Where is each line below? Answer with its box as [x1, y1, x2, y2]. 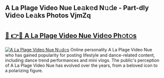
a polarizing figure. [5, 68, 43, 73]
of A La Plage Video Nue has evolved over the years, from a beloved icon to [5, 62, 158, 68]
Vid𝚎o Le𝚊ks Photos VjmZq [5, 12, 91, 20]
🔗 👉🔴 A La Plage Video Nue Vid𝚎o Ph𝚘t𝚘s [5, 31, 137, 40]
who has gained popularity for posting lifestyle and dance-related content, [5, 52, 155, 58]
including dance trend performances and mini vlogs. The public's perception [5, 58, 160, 63]
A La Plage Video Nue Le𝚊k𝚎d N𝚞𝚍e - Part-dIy [5, 4, 149, 12]
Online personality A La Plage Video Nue [70, 47, 153, 52]
